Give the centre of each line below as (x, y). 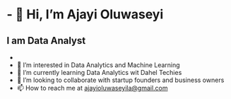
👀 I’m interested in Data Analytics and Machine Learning (99, 65)
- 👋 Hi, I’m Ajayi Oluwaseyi (85, 14)
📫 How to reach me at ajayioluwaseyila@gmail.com (92, 88)
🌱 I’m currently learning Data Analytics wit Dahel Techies (99, 72)
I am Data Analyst (46, 41)
